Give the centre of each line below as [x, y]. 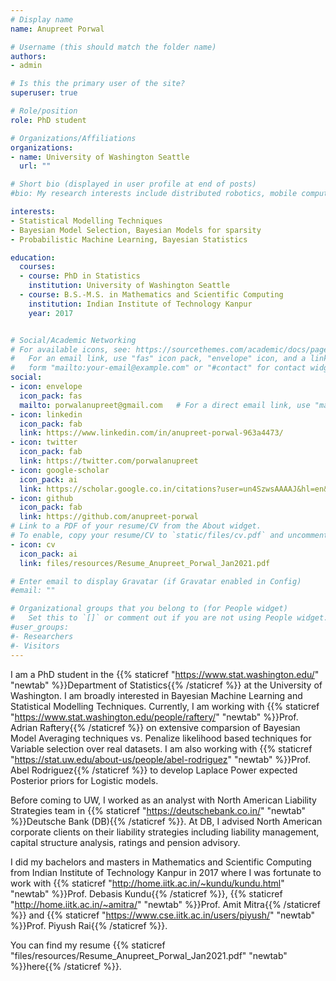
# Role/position [44, 111]
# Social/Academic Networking [73, 340]
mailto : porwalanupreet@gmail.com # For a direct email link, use [165, 405]
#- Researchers [42, 636]
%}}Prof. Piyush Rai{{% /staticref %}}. [89, 925]
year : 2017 [51, 313]
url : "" [35, 166]
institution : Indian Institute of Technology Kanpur [140, 304]
